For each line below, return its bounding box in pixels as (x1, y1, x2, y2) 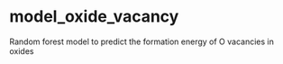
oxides (9, 45, 34, 56)
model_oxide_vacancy (9, 6, 179, 27)
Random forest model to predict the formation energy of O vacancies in (9, 36, 275, 47)
